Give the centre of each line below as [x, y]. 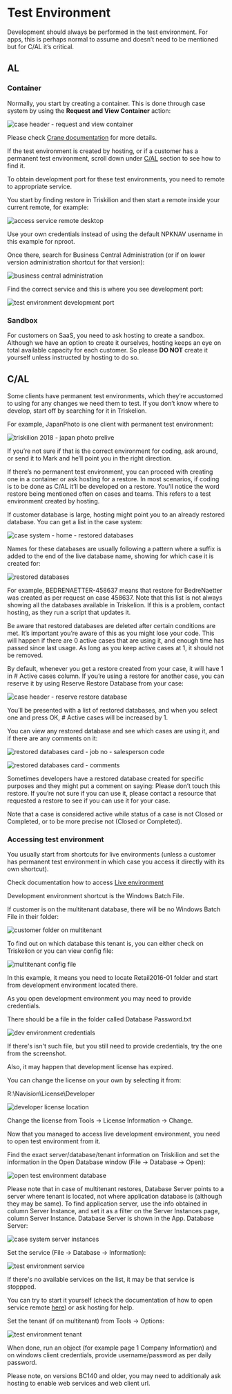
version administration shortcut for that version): [76, 262]
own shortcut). [28, 869]
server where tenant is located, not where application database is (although [115, 1197]
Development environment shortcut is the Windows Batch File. [96, 896]
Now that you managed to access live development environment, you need [114, 1134]
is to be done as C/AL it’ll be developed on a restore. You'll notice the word [113, 486]
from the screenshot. [37, 1053]
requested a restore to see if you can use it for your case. [89, 801]
